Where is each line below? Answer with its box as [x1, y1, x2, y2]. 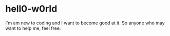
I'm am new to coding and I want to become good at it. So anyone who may [5, 20, 165, 26]
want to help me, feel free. [5, 25, 61, 31]
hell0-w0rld [5, 3, 58, 15]
